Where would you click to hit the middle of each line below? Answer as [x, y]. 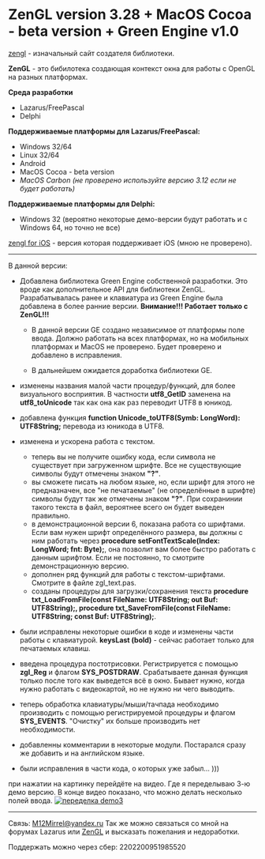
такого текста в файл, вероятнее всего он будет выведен [128, 507]
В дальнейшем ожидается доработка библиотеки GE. [122, 370]
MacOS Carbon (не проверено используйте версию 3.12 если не [128, 180]
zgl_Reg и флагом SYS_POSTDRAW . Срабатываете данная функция [134, 672]
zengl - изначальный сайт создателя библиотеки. [91, 53]
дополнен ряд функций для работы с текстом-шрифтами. [128, 574]
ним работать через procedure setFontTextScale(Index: [126, 541]
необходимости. [47, 729]
